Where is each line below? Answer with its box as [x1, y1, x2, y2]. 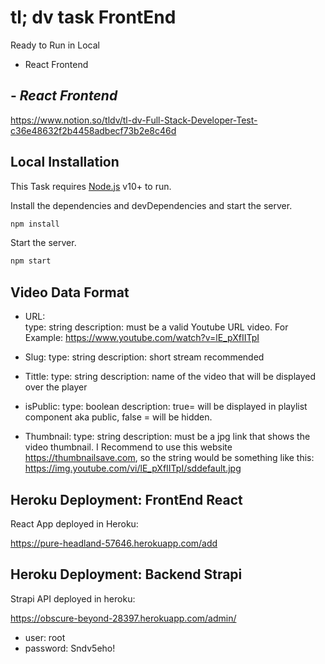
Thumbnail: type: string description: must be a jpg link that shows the [24, 431, 311, 443]
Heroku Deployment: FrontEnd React [10, 491, 243, 508]
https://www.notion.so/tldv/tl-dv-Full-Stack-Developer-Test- [10, 114, 258, 126]
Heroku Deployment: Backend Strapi [10, 566, 243, 583]
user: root [24, 631, 66, 643]
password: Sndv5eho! [24, 642, 116, 654]
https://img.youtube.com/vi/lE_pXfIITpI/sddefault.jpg [24, 462, 242, 475]
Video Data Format [10, 284, 130, 301]
